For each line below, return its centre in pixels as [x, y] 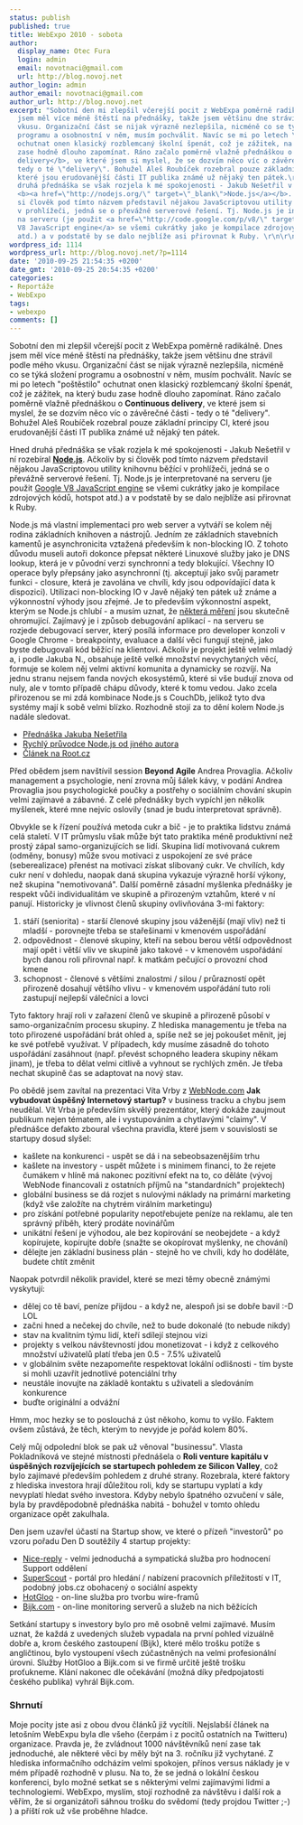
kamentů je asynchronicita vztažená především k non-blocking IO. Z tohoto [149, 544]
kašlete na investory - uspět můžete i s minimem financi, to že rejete [149, 1165]
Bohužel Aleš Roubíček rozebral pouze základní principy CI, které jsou [139, 423]
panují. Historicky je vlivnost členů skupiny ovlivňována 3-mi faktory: [137, 903]
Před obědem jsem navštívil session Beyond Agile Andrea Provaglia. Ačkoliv [151, 771]
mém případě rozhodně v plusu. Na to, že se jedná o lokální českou [134, 1773]
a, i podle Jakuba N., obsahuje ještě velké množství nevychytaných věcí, [144, 660]
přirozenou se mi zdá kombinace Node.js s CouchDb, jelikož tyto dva [138, 697]
